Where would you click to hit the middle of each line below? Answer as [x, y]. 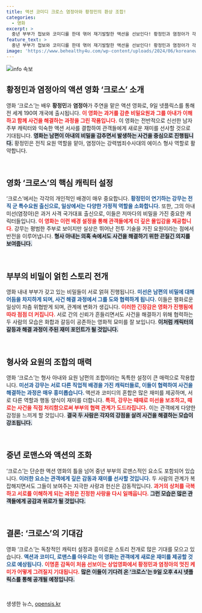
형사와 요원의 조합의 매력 [49, 362]
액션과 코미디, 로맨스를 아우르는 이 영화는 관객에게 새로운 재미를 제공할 [105, 556]
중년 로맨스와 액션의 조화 [49, 455]
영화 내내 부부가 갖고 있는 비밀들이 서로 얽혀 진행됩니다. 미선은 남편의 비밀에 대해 [100, 292]
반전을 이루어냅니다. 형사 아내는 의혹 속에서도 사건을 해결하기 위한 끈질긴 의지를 [98, 236]
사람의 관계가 [174, 478]
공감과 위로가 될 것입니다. [56, 501]
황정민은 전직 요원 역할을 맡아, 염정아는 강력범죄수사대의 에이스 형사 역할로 [102, 143]
